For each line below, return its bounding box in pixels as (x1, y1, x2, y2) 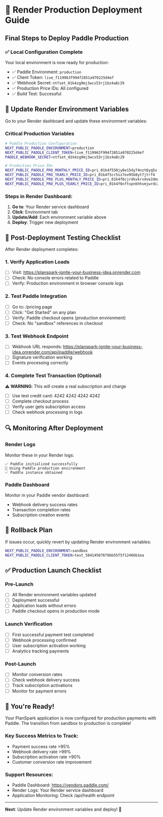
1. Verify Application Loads (5, 258, 70, 265)
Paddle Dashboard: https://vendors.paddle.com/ (12, 782, 109, 788)
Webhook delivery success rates (12, 502, 78, 507)
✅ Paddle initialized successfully (5, 461, 78, 466)
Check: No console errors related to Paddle (12, 275, 99, 281)
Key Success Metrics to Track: (5, 733, 79, 739)
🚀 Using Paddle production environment (5, 466, 86, 471)
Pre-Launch (5, 581, 34, 588)
